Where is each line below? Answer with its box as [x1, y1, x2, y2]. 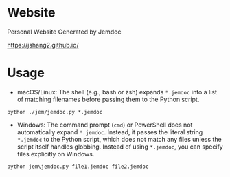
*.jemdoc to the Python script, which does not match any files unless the [16, 135, 222, 143]
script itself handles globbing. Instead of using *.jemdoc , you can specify [16, 143, 223, 151]
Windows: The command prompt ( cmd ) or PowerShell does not [16, 121, 193, 129]
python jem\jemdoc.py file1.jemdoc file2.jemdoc [7, 163, 149, 170]
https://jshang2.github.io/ [7, 41, 79, 49]
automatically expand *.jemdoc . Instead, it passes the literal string [16, 127, 203, 136]
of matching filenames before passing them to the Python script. [16, 95, 200, 103]
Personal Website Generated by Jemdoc [7, 28, 122, 36]
